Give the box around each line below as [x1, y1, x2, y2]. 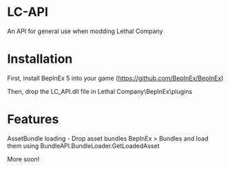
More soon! [7, 155, 40, 163]
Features [7, 112, 59, 128]
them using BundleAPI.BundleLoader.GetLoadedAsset [7, 141, 160, 150]
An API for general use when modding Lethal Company [7, 27, 163, 35]
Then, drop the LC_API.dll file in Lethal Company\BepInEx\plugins [7, 87, 193, 95]
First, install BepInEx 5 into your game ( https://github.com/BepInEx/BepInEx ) [7, 74, 224, 82]
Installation [7, 51, 73, 67]
